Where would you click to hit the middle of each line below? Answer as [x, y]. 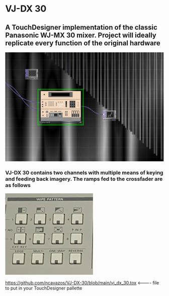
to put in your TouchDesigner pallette [44, 288]
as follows [18, 185]
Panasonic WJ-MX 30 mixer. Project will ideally [81, 35]
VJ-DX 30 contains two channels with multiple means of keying [84, 172]
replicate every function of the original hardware [83, 43]
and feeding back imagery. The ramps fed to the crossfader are [84, 179]
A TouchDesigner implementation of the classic [81, 27]
